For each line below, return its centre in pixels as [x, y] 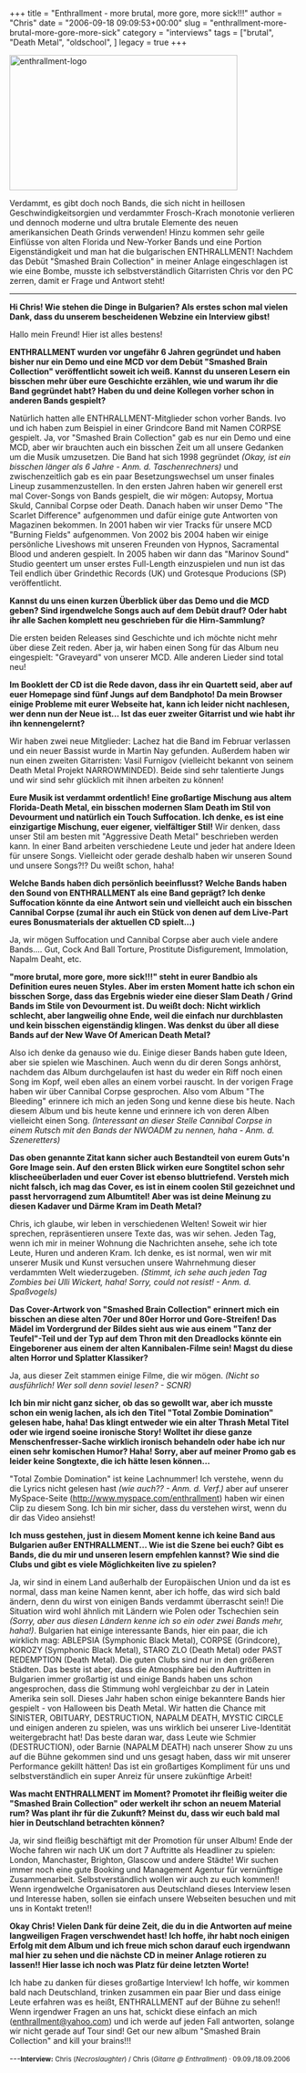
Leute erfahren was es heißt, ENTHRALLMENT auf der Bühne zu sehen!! [145, 2002]
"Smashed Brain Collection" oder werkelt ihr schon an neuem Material [145, 1803]
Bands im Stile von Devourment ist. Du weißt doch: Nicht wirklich [135, 1006]
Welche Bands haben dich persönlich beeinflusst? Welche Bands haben [148, 883]
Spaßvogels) [33, 1292]
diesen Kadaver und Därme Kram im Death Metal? [106, 1206]
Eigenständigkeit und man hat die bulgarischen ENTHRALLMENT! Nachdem [151, 251]
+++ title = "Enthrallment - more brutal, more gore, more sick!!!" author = [146, 13]
